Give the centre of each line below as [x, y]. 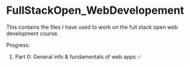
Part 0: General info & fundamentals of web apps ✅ [78, 56]
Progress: [18, 45]
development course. [32, 33]
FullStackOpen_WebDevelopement [95, 10]
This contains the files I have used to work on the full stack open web [92, 27]
